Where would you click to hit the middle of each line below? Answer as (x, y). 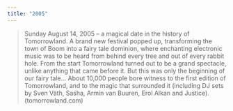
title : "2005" (28, 14)
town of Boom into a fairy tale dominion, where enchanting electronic (123, 48)
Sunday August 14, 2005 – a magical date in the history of (107, 34)
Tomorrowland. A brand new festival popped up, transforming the (118, 41)
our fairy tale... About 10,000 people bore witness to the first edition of (125, 78)
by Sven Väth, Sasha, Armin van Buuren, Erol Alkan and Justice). (117, 93)
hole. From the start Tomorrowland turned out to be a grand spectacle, (125, 63)
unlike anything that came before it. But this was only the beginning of (124, 71)
